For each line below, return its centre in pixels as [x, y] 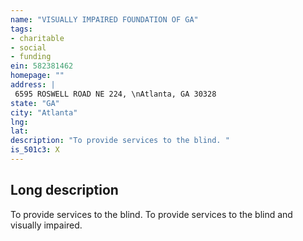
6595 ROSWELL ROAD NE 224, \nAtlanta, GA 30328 [115, 94]
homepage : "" [37, 76]
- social [28, 47]
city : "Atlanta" [44, 112]
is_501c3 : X [35, 150]
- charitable [37, 38]
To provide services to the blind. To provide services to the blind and [151, 214]
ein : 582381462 [42, 66]
